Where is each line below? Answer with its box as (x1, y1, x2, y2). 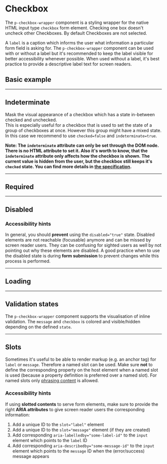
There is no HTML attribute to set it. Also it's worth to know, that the (5, 148, 148, 154)
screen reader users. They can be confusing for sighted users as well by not (5, 242, 162, 248)
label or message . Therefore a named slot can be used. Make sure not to (5, 361, 153, 367)
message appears (12, 453, 50, 459)
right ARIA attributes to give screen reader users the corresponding (5, 406, 145, 412)
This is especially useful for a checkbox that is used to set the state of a (5, 122, 153, 128)
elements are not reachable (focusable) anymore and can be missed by (5, 237, 151, 243)
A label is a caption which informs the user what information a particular (5, 39, 154, 45)
